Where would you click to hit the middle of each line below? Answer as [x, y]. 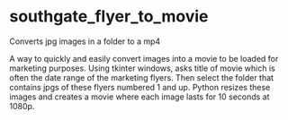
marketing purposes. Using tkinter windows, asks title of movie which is [143, 68]
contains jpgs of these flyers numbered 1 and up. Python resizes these [140, 87]
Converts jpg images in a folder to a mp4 [85, 41]
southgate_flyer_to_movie [109, 17]
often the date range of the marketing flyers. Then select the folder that [142, 77]
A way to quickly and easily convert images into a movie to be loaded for [144, 58]
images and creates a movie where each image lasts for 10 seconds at [139, 97]
